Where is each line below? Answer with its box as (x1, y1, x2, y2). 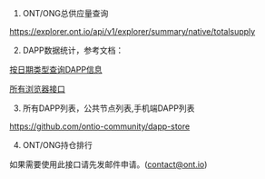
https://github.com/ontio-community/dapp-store (9, 121, 191, 132)
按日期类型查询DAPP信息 (9, 65, 103, 75)
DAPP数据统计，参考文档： (22, 45, 124, 55)
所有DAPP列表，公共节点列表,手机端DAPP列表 (22, 103, 195, 114)
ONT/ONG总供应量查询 (22, 8, 109, 18)
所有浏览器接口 (9, 84, 65, 94)
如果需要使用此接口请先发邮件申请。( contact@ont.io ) (9, 159, 208, 170)
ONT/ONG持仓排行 (22, 140, 93, 150)
